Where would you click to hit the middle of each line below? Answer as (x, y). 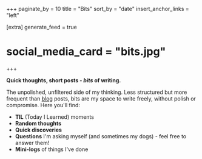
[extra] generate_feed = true (42, 27)
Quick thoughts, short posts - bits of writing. (64, 80)
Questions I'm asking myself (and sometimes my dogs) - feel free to (101, 136)
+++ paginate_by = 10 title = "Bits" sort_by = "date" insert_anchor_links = (98, 9)
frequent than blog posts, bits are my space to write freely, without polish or (101, 98)
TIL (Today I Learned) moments (54, 117)
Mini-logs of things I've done (52, 149)
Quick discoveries (39, 130)
